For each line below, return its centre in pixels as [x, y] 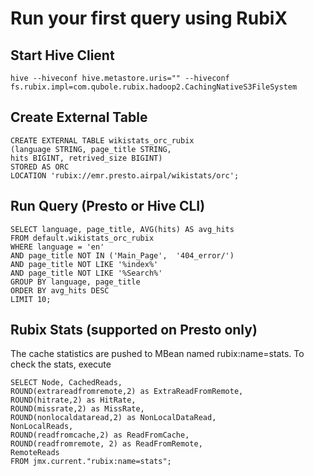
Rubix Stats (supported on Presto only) [134, 330]
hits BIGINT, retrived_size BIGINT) [86, 158]
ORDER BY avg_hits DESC [60, 290]
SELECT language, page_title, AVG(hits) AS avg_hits [122, 229]
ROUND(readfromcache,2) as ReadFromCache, [100, 435]
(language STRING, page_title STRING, [91, 149]
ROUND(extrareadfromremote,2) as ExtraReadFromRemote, [127, 392]
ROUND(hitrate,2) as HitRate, [73, 400]
